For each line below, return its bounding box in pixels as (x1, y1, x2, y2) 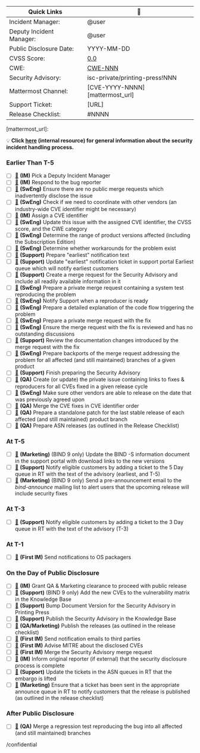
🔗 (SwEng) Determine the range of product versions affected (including (14, 231, 190, 238)
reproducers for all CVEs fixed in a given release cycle (14, 383, 148, 390)
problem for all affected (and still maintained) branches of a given (14, 357, 176, 364)
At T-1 (6, 540, 24, 548)
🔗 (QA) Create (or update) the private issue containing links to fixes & (14, 376, 185, 383)
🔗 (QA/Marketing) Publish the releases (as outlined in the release (14, 622, 176, 629)
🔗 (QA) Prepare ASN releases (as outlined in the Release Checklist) (14, 422, 180, 429)
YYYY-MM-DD (87, 45, 130, 52)
